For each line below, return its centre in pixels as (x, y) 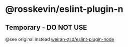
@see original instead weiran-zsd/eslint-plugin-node (60, 39)
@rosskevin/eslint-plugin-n (64, 9)
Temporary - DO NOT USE (46, 27)
